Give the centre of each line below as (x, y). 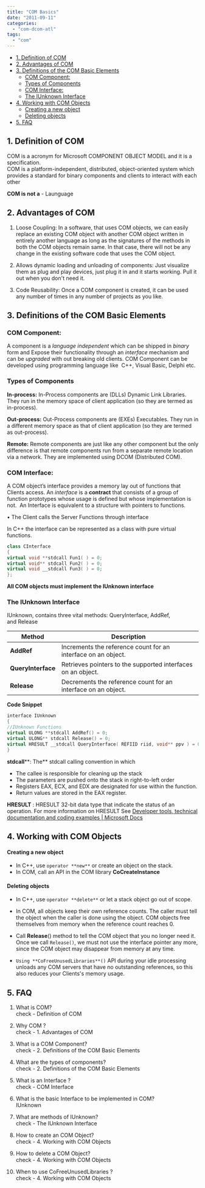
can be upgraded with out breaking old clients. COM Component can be (97, 359)
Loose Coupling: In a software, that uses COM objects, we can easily (102, 227)
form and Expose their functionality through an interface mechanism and (98, 352)
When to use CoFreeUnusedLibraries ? (64, 1172)
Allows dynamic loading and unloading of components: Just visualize (102, 265)
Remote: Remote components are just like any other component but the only (103, 444)
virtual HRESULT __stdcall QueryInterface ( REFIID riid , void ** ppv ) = (101, 744)
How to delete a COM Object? (53, 1153)
